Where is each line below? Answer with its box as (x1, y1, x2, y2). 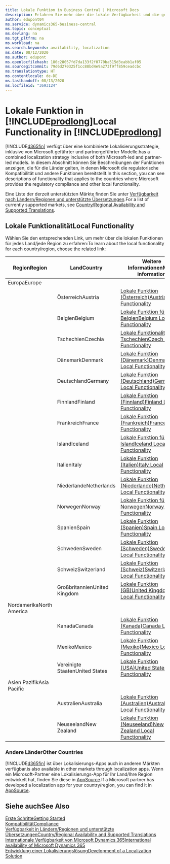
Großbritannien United (57, 584, 109, 591)
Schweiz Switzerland (57, 566, 106, 573)
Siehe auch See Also (5, 802, 70, 811)
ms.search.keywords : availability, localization (5, 45, 110, 50)
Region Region (12, 264, 48, 272)
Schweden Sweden (57, 545, 102, 552)
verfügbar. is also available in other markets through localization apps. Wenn (5, 766, 163, 772)
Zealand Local (120, 727, 154, 734)
